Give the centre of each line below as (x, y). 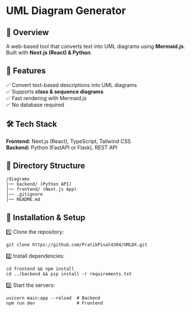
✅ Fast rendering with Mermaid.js (46, 98)
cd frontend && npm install (40, 269)
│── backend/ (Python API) (39, 184)
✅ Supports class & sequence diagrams (55, 91)
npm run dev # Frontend (55, 303)
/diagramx (18, 179)
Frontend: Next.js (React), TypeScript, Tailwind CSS (69, 141)
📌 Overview (27, 32)
